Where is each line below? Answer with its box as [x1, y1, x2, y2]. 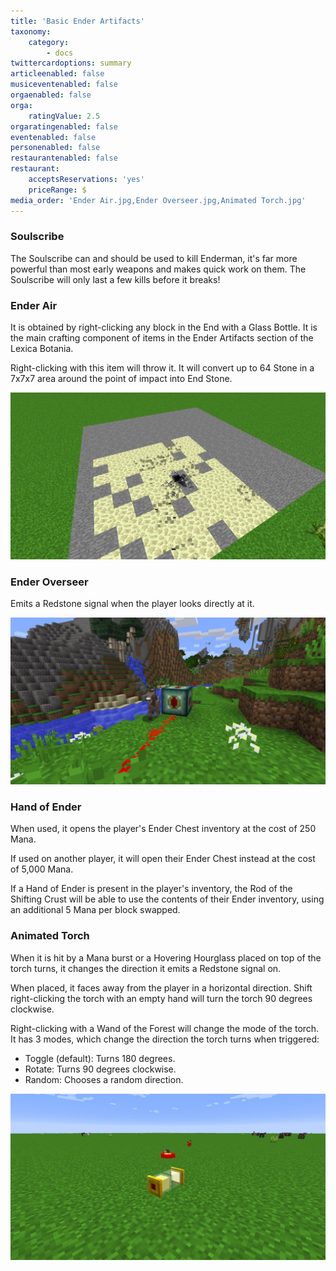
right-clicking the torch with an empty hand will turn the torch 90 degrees [10, 992, 313, 1004]
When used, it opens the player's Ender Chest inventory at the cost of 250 [10, 823, 317, 835]
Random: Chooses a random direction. [24, 1073, 184, 1085]
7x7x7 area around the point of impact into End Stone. [10, 373, 233, 385]
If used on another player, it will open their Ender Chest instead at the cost [10, 853, 316, 865]
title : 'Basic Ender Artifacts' [10, 16, 145, 26]
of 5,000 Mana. [10, 863, 74, 875]
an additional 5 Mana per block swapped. [10, 904, 181, 916]
